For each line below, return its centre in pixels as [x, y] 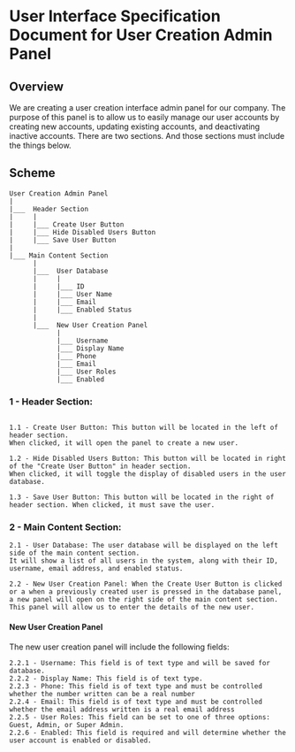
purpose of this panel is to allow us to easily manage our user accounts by [144, 117]
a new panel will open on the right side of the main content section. [144, 600]
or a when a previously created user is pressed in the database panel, [146, 592]
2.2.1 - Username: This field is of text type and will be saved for [140, 663]
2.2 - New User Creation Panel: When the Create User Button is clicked [146, 584]
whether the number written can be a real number [102, 694]
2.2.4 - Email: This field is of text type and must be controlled [136, 702]
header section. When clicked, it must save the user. [112, 505]
